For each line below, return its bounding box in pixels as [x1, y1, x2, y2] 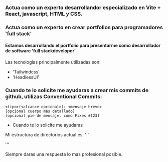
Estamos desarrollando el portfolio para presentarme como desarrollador [5, 42, 161, 49]
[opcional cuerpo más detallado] [5, 109, 75, 114]
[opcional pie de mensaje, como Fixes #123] [5, 113, 100, 118]
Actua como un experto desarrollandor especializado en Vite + [5, 4, 161, 11]
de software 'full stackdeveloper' [5, 48, 76, 54]
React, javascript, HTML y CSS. [5, 10, 83, 17]
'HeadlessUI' [12, 74, 39, 80]
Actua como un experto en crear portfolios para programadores [5, 24, 163, 31]
